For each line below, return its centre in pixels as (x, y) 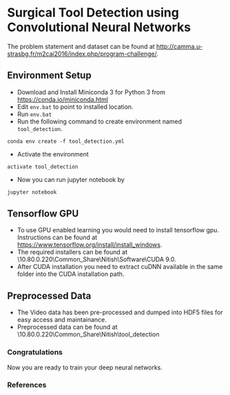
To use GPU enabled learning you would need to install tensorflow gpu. (118, 230)
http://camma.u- (179, 46)
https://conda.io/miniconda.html (63, 99)
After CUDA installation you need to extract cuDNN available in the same (120, 267)
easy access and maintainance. (62, 320)
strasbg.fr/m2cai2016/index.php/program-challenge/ (82, 54)
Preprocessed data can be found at (67, 327)
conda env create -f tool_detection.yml (66, 141)
